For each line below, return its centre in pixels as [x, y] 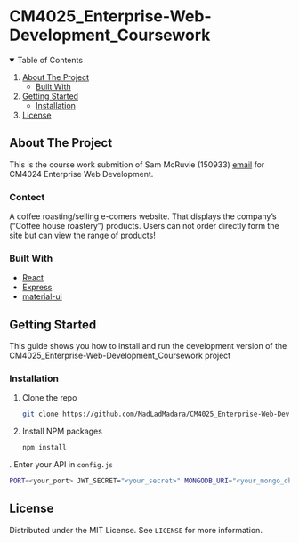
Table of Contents [50, 60]
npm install [44, 448]
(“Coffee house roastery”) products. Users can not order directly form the [144, 226]
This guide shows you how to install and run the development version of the [148, 346]
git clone [40, 414]
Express [37, 288]
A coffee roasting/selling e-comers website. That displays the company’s [143, 216]
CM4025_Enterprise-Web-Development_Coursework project [120, 356]
